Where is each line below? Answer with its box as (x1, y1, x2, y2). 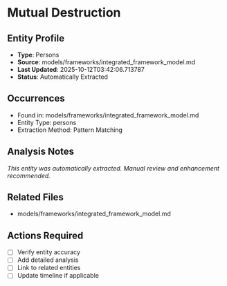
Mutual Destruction (7, 5, 121, 21)
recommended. (7, 171, 51, 180)
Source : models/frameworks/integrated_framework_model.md (17, 58, 196, 66)
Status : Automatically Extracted (17, 73, 109, 81)
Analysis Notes (7, 146, 75, 158)
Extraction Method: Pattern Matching (17, 126, 123, 134)
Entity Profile (7, 32, 64, 44)
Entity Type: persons (17, 118, 77, 126)
